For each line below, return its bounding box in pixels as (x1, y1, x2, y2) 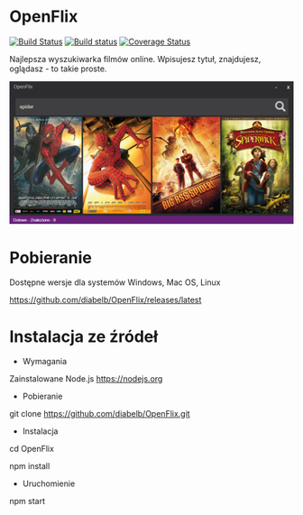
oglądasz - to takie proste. (9, 63, 107, 74)
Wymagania (22, 356, 68, 367)
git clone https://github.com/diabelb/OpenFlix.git (9, 409, 191, 419)
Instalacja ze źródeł (9, 326, 159, 346)
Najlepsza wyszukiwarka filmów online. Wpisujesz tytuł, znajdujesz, (9, 53, 262, 64)
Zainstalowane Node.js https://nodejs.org (9, 373, 163, 384)
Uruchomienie (22, 478, 76, 489)
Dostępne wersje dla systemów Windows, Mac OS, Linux (9, 277, 221, 288)
